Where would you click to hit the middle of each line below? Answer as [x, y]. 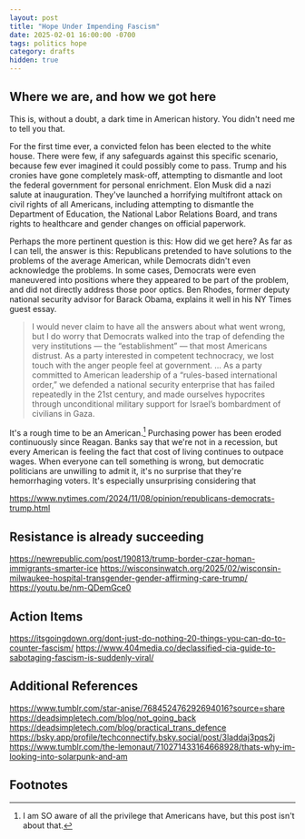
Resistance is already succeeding [107, 536]
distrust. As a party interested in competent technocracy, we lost [152, 355]
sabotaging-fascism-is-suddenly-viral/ [82, 658]
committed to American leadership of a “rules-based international [154, 375]
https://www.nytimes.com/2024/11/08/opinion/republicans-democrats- [142, 499]
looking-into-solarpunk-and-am [69, 756]
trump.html [30, 508]
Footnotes [39, 785]
